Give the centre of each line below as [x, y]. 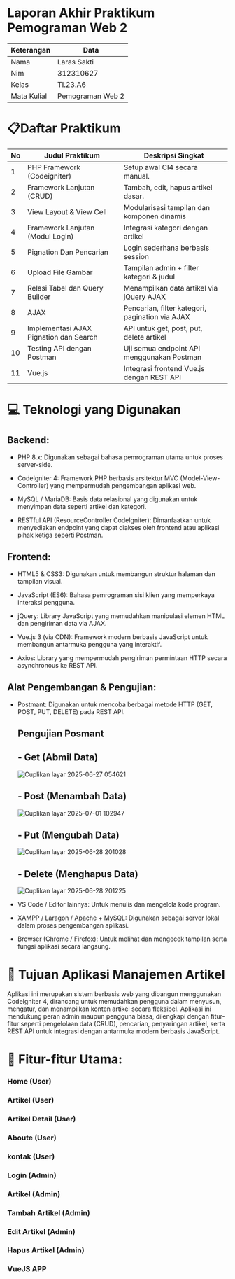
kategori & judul [149, 277]
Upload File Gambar [60, 272]
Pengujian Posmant [60, 733]
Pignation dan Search [63, 337]
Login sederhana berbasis [166, 248]
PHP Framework [54, 167]
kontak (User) [31, 1156]
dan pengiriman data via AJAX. [62, 623]
